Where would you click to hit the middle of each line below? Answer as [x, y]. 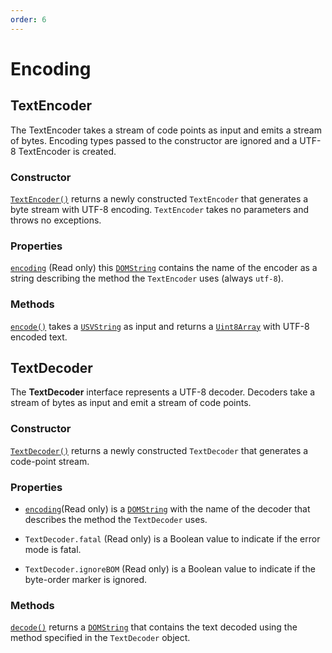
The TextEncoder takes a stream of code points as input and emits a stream [166, 130]
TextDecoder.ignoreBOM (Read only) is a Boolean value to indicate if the [170, 568]
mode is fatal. [53, 549]
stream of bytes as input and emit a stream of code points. [131, 403]
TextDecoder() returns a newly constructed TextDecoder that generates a [159, 450]
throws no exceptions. [56, 220]
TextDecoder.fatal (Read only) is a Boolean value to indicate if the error [172, 538]
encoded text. [39, 337]
